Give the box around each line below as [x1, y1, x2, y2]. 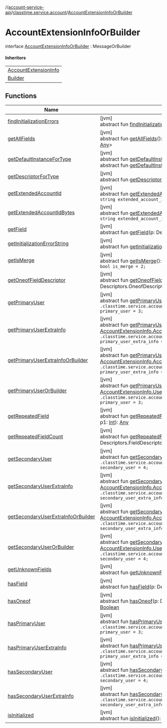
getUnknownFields [7, 566, 52, 573]
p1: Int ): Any [100, 419, 129, 426]
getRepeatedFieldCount [7, 433, 63, 440]
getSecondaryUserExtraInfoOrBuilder [7, 513, 95, 520]
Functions [5, 91, 37, 100]
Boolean [100, 603, 119, 610]
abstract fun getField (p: [100, 228, 155, 235]
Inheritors [5, 55, 26, 61]
